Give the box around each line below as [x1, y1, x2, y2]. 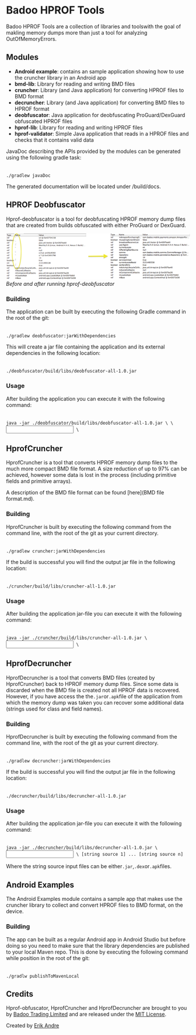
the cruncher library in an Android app [14, 74, 107, 81]
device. [6, 908, 24, 915]
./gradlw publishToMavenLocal [6, 973, 80, 979]
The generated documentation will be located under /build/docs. [6, 183, 162, 190]
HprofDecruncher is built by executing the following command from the [6, 733, 177, 740]
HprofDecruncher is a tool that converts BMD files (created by [6, 674, 155, 681]
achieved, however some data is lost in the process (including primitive [6, 472, 177, 479]
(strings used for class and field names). [6, 705, 103, 712]
